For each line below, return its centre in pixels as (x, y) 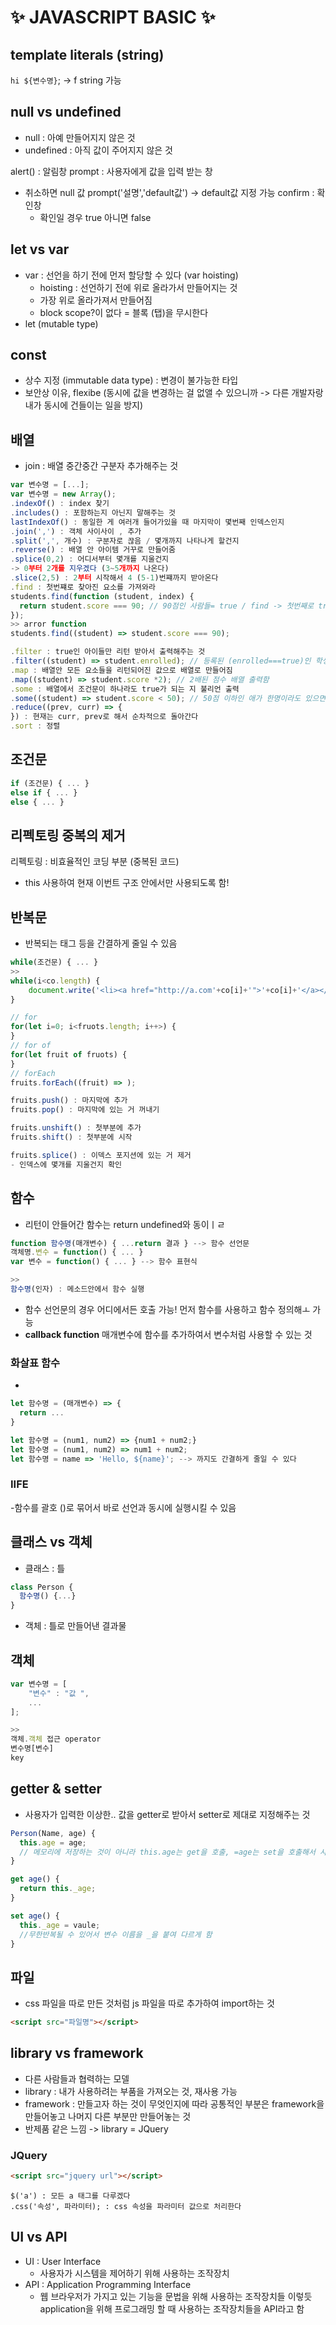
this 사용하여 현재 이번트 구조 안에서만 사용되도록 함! (127, 883)
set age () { (35, 1916)
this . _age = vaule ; (60, 1925)
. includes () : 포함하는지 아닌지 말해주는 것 (93, 512)
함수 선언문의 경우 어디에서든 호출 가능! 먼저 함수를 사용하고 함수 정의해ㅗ (167, 1309)
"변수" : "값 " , (59, 1693)
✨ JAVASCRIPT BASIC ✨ (113, 17)
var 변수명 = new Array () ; (63, 494)
